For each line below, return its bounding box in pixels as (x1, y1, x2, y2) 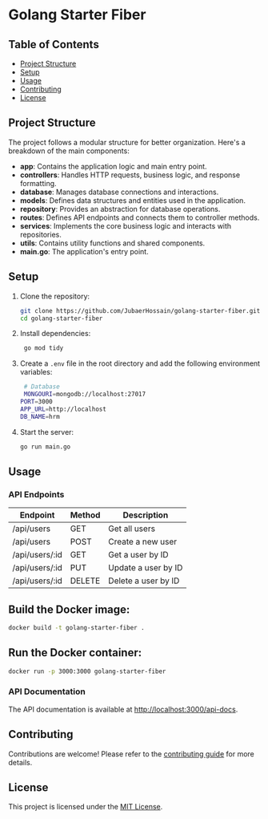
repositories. (19, 229, 62, 239)
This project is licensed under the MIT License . (8, 802, 163, 812)
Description (122, 509, 169, 521)
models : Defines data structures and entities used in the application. (19, 195, 246, 205)
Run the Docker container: (8, 646, 142, 659)
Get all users (107, 523, 156, 534)
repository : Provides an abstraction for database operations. (19, 204, 221, 213)
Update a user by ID (107, 562, 183, 574)
